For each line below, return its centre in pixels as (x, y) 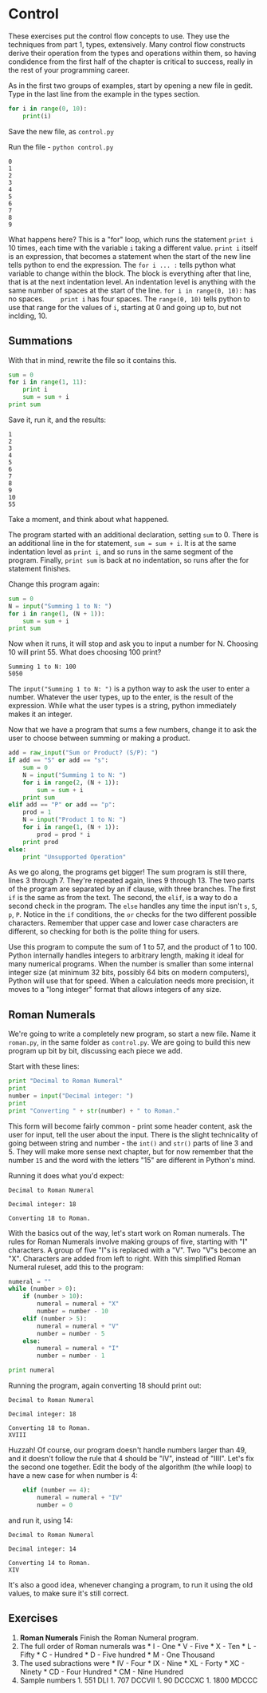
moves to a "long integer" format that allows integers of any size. (115, 990)
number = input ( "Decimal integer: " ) (71, 1096)
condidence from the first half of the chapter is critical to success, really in (131, 62)
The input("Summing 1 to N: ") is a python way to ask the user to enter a (129, 689)
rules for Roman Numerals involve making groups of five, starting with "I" (128, 1241)
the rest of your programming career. (69, 70)
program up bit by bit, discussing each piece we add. (96, 1051)
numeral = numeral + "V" (78, 1326)
